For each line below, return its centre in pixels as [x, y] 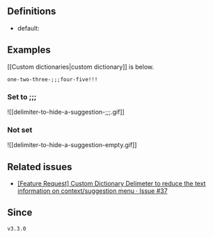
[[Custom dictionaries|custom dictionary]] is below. [81, 67]
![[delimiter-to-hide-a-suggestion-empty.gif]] [72, 145]
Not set [20, 130]
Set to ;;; [22, 96]
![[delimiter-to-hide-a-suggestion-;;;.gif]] [66, 112]
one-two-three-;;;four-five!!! [53, 79]
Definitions [32, 11]
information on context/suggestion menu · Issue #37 [93, 191]
